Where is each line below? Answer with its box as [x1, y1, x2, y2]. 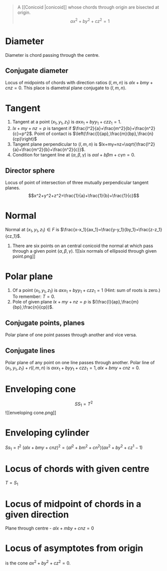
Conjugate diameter [5, 66, 69, 75]
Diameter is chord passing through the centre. [5, 52, 100, 58]
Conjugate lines [5, 346, 55, 355]
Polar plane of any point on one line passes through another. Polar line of [5, 360, 155, 366]
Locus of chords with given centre [5, 463, 150, 474]
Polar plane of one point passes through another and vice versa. [5, 332, 137, 338]
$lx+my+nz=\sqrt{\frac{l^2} [98, 142, 156, 147]
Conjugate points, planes [5, 318, 85, 327]
